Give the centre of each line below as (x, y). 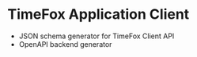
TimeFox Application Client (98, 14)
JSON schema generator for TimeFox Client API (97, 36)
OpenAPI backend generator (65, 44)
